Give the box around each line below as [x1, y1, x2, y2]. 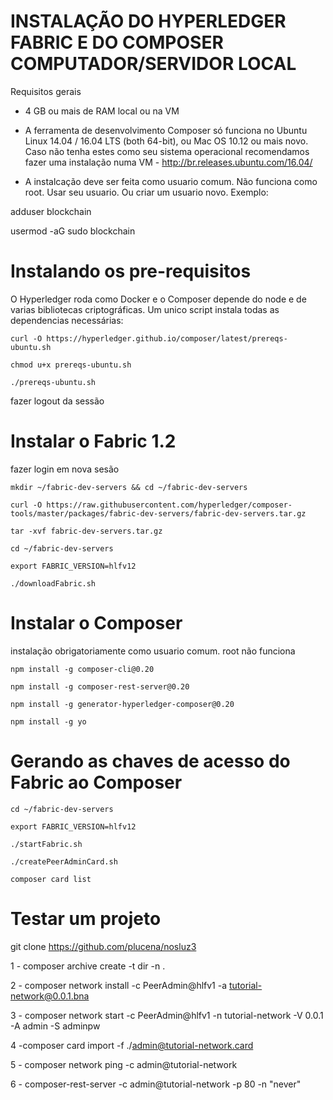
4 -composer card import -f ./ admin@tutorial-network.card [10, 1039, 254, 1051]
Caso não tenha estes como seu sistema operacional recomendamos [24, 145, 310, 157]
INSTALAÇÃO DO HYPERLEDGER [10, 10, 287, 33]
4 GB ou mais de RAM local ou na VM [24, 105, 180, 117]
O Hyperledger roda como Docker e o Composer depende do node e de [10, 293, 307, 305]
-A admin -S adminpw [10, 1020, 101, 1032]
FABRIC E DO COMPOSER [10, 31, 224, 54]
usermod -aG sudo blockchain [10, 225, 136, 237]
